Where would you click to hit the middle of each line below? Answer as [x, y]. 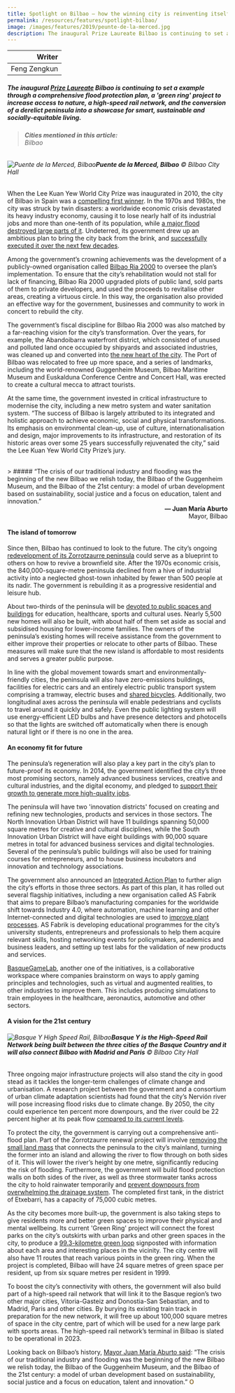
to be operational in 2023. [44, 1338]
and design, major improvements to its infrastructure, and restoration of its [114, 436]
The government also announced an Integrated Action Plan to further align [114, 880]
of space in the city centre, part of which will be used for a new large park [114, 1324]
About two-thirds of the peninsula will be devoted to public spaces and [109, 606]
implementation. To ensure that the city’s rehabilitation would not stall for [112, 274]
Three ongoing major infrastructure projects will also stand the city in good [115, 1074]
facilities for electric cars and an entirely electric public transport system [112, 687]
